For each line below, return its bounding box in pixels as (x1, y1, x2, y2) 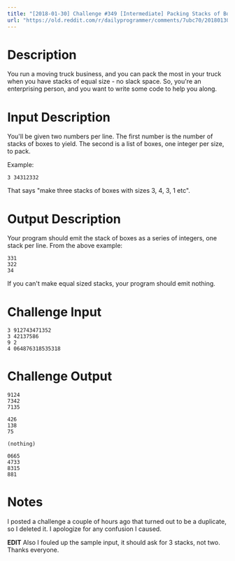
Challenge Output (7, 368, 113, 384)
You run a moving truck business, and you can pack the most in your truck (7, 70, 222, 78)
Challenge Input (7, 304, 102, 320)
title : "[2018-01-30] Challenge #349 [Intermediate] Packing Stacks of (7, 10, 220, 17)
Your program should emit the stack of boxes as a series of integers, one (7, 234, 218, 242)
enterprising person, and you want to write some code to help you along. (7, 85, 218, 93)
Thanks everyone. (7, 546, 59, 554)
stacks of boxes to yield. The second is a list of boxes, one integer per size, (7, 140, 225, 148)
